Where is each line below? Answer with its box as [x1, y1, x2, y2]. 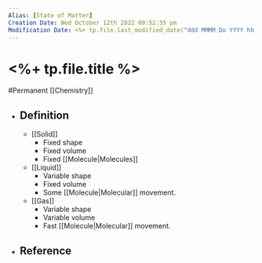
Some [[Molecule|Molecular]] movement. [42, 188, 176, 197]
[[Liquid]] [31, 163, 62, 173]
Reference [19, 244, 72, 258]
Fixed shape [42, 138, 83, 148]
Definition [19, 108, 69, 122]
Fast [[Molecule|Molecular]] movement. [42, 221, 171, 231]
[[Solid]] [31, 130, 58, 139]
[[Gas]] [31, 196, 55, 206]
